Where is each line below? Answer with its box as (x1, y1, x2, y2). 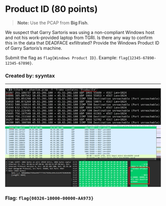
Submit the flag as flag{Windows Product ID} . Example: (5, 54, 118, 60)
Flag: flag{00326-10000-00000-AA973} (5, 195, 94, 201)
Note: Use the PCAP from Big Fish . (17, 20, 89, 26)
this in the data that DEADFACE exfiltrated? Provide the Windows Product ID (5, 40, 160, 45)
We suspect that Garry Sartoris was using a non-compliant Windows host (5, 29, 155, 35)
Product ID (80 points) (5, 3, 98, 15)
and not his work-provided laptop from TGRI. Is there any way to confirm (5, 35, 153, 41)
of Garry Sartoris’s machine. (5, 45, 63, 51)
